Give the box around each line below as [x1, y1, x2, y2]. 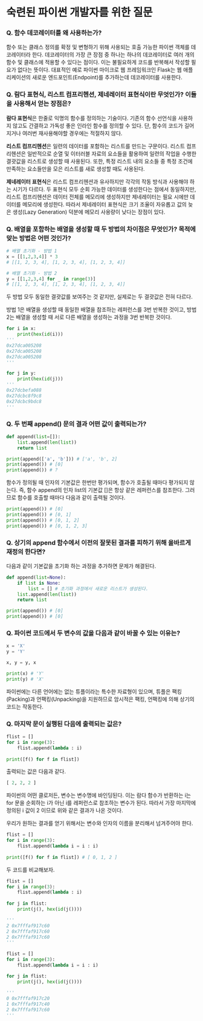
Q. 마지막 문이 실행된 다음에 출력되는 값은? [6, 720, 122, 728]
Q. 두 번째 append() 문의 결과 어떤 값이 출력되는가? [6, 419, 147, 428]
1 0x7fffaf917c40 [6, 1001, 50, 1008]
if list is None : [17, 580, 61, 586]
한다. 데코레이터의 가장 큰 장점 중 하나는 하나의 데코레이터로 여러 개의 [32, 51, 195, 58]
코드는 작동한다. [6, 703, 44, 710]
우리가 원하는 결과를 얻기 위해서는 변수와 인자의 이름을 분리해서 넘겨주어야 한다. [6, 819, 193, 827]
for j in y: [6, 370, 36, 376]
